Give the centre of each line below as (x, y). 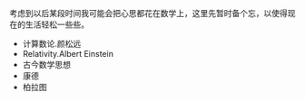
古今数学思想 (46, 64)
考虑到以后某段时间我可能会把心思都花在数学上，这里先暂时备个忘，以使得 (148, 13)
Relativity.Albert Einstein (68, 54)
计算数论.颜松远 (52, 44)
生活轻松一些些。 (57, 24)
